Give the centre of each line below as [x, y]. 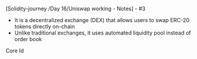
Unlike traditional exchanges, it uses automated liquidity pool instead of [103, 33]
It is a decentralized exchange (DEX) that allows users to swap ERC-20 [102, 20]
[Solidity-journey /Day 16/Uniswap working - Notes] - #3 [75, 9]
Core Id [15, 51]
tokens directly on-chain [44, 27]
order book [28, 39]
